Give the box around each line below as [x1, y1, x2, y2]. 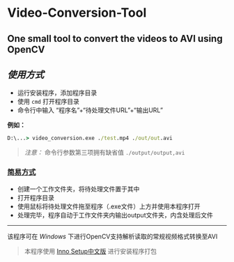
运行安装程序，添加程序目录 [17, 88, 97, 97]
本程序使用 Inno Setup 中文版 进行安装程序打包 [24, 247, 157, 255]
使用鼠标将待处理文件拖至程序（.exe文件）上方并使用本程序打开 [17, 202, 201, 210]
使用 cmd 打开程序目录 [17, 98, 80, 106]
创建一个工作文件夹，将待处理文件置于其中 [17, 185, 140, 193]
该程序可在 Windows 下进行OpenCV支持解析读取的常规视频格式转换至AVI [7, 232, 218, 240]
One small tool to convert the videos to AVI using [7, 33, 223, 45]
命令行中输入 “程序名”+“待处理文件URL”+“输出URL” [17, 106, 164, 114]
